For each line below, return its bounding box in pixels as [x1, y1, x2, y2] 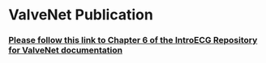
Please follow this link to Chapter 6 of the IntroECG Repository [8, 35, 258, 46]
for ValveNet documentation [8, 44, 123, 56]
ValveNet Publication [8, 6, 154, 24]
